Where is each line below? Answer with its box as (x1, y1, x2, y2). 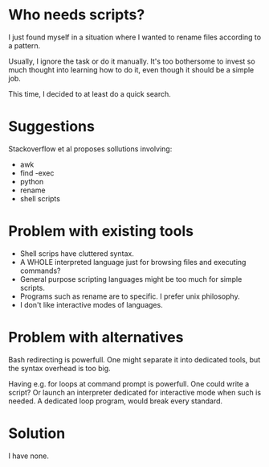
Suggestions (8, 118, 95, 136)
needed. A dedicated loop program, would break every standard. (8, 396, 223, 406)
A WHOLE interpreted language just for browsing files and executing (19, 257, 247, 267)
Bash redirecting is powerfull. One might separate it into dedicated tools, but (8, 354, 261, 364)
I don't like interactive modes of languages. (19, 300, 163, 309)
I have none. (8, 451, 50, 461)
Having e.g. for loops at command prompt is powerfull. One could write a (8, 378, 250, 388)
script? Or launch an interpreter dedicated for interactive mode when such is (8, 387, 262, 397)
